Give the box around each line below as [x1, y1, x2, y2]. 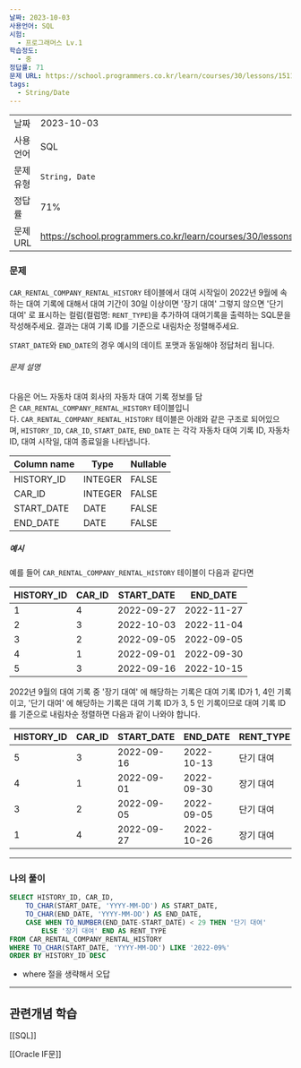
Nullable [130, 458, 168, 470]
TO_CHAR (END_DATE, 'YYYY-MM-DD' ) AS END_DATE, [25, 910, 202, 919]
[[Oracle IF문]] [9, 1049, 62, 1060]
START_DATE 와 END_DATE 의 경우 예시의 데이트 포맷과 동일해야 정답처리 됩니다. [9, 340, 275, 350]
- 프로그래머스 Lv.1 [17, 38, 83, 47]
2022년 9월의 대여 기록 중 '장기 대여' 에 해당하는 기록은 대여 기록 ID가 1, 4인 [9, 686, 276, 697]
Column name [13, 458, 75, 470]
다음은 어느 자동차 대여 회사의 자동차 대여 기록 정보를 [9, 392, 193, 401]
